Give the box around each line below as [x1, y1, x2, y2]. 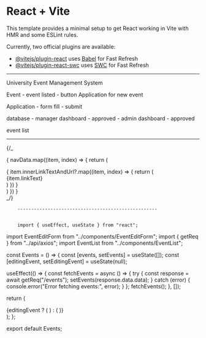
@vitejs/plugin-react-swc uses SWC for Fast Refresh [15, 61, 149, 69]
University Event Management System [6, 79, 103, 86]
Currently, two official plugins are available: [6, 43, 116, 50]
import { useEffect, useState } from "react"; [17, 222, 139, 228]
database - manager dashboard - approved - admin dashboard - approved [6, 115, 195, 122]
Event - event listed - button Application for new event [6, 91, 143, 98]
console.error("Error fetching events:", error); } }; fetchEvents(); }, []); [6, 282, 181, 290]
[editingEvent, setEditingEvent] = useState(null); [6, 258, 128, 265]
